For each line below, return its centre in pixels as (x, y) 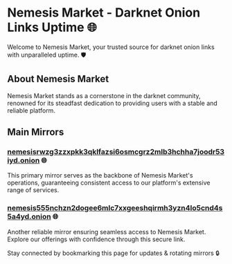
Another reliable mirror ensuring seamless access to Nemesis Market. (107, 232)
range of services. (33, 190)
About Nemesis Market (58, 79)
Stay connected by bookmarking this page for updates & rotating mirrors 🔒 (114, 253)
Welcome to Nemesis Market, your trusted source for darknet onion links (111, 47)
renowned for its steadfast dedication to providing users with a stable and (113, 103)
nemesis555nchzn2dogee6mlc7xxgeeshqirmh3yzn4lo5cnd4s (115, 208)
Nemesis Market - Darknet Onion (104, 13)
